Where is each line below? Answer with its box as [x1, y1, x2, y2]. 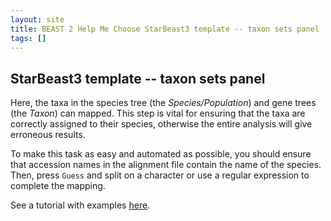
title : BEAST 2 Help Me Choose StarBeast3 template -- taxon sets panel [10, 24, 320, 34]
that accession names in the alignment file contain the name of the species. [10, 159, 322, 171]
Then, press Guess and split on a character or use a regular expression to [10, 169, 310, 181]
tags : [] [10, 33, 47, 43]
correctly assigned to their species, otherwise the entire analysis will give [10, 118, 313, 130]
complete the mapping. [10, 180, 106, 192]
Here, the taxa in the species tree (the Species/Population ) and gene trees [10, 97, 317, 109]
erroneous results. [10, 129, 86, 141]
